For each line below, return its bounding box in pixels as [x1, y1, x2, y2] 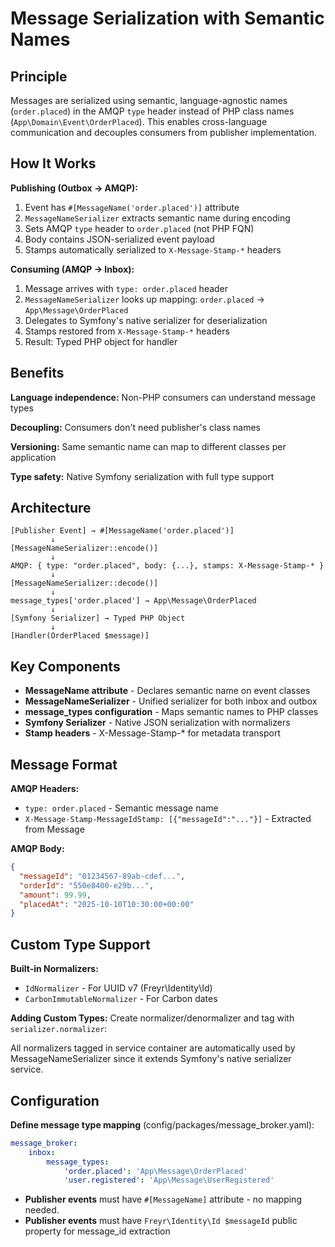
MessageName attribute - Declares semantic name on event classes [24, 685, 311, 697]
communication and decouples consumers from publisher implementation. [10, 127, 317, 138]
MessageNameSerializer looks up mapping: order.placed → [24, 293, 265, 305]
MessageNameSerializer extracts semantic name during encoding [24, 212, 291, 224]
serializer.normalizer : [10, 1023, 108, 1035]
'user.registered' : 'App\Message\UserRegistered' [63, 1175, 275, 1186]
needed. [24, 1204, 60, 1216]
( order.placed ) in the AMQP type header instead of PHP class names [10, 105, 295, 117]
